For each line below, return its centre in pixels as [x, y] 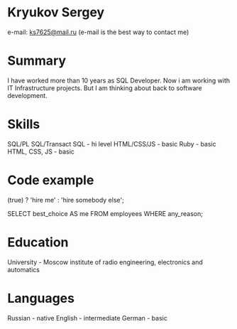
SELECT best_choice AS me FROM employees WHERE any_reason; [105, 213]
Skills [24, 124]
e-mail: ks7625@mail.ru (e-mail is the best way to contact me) [98, 32]
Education [38, 242]
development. [27, 95]
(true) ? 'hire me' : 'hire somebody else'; [66, 200]
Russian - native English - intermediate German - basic [88, 318]
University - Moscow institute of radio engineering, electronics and [105, 262]
